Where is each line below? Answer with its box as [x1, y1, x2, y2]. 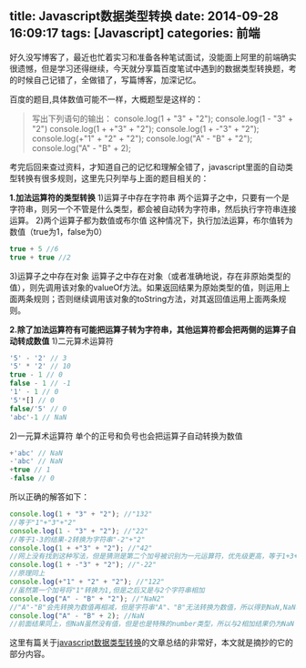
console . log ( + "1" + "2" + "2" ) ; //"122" [9, 577, 166, 587]
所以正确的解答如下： [9, 491, 89, 502]
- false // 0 [9, 474, 55, 483]
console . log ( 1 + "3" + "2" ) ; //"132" [9, 510, 153, 519]
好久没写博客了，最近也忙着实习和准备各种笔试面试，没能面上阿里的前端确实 [9, 51, 297, 62]
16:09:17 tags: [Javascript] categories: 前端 [9, 25, 261, 41]
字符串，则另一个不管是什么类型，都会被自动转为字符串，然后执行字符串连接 [9, 203, 297, 214]
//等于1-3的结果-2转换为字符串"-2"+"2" [9, 535, 146, 544]
